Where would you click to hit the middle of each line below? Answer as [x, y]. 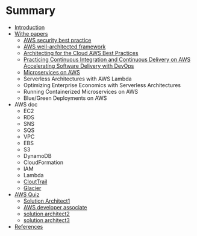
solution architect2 [46, 214]
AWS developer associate [55, 207]
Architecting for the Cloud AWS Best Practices [81, 53]
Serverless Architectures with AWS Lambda [77, 79]
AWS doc [26, 104]
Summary [30, 11]
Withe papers [31, 33]
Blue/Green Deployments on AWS [65, 98]
